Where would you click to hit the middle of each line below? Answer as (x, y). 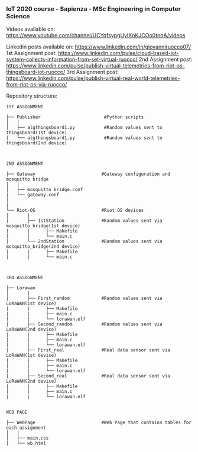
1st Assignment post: (32, 53)
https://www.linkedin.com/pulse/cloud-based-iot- (119, 53)
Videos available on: (31, 29)
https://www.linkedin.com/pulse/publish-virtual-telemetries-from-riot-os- (95, 66)
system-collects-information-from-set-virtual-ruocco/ (72, 59)
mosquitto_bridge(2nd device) (43, 247)
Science (18, 16)
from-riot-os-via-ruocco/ (37, 85)
